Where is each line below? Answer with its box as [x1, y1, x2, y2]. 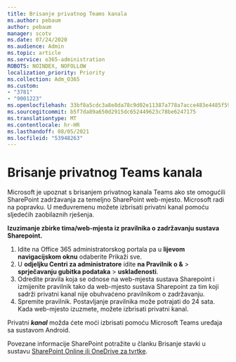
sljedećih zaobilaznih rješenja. [7, 210, 95, 219]
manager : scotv [7, 30, 52, 37]
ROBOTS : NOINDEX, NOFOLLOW [7, 63, 86, 70]
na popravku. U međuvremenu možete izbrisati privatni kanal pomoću [7, 203, 209, 212]
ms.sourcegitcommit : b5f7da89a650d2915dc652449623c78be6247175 [7, 108, 197, 115]
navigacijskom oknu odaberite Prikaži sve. [17, 252, 143, 261]
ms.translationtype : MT [7, 115, 77, 122]
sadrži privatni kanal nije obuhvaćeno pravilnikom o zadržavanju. [17, 290, 205, 299]
